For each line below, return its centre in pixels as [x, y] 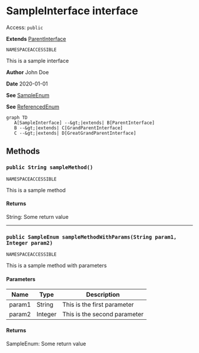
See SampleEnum [28, 95]
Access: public [25, 27]
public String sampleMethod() [50, 168]
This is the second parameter [103, 314]
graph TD [17, 117]
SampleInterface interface [72, 11]
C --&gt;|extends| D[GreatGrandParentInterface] [75, 133]
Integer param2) [30, 243]
